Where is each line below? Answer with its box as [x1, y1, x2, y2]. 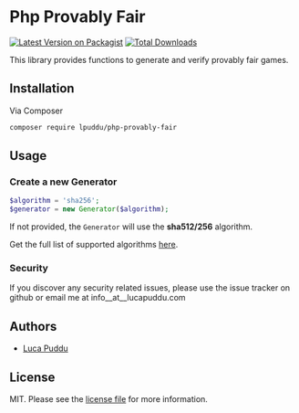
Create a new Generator [9, 175, 118, 188]
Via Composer [9, 105, 64, 116]
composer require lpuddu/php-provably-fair [9, 122, 178, 132]
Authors [9, 318, 57, 334]
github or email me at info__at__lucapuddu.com [9, 292, 186, 303]
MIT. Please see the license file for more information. [9, 393, 208, 404]
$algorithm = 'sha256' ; [9, 196, 100, 206]
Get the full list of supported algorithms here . [9, 239, 179, 250]
